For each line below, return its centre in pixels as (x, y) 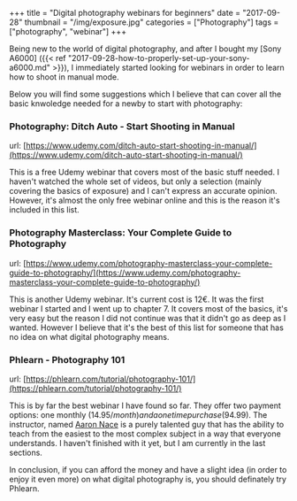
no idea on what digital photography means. (89, 336)
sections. (26, 452)
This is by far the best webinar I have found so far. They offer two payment (145, 405)
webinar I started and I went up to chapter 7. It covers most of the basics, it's (148, 308)
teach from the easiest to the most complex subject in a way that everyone (145, 434)
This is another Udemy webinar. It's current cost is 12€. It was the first (137, 299)
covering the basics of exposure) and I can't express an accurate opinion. (143, 191)
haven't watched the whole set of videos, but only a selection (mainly (136, 181)
